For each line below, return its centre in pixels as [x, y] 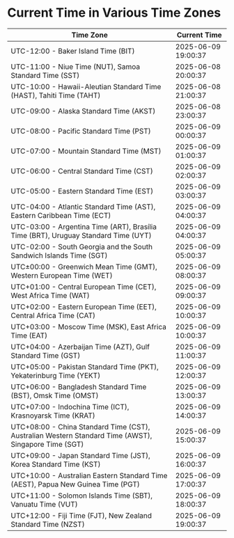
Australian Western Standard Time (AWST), [81, 435]
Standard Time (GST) [46, 355]
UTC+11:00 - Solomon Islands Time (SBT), [82, 496]
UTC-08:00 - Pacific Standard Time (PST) [81, 131]
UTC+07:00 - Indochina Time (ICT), [70, 406]
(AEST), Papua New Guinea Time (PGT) [76, 484]
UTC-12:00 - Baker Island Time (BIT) [73, 51]
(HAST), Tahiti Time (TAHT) [56, 95]
